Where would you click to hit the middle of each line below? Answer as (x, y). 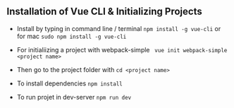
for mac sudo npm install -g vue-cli (72, 36)
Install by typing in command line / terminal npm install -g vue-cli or (119, 28)
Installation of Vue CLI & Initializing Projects (104, 12)
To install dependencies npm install (69, 83)
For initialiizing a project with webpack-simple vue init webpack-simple (122, 49)
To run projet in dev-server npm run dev (74, 97)
